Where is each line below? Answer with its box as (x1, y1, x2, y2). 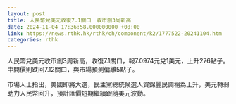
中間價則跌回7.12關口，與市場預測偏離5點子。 (7, 65, 139, 74)
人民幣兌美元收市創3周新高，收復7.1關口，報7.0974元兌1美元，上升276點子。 (7, 57, 230, 65)
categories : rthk (7, 37, 58, 44)
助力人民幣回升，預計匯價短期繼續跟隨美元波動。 (7, 89, 149, 98)
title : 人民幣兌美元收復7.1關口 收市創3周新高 (7, 17, 132, 24)
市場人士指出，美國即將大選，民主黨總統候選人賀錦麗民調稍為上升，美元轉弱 (7, 80, 230, 89)
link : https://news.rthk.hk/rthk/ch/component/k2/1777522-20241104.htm (7, 30, 222, 37)
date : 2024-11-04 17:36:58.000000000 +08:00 (7, 23, 140, 30)
